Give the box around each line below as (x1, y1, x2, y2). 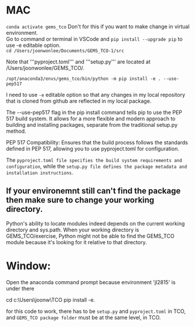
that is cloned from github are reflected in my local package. (6, 97, 152, 104)
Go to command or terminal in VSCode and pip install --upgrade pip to (6, 35, 183, 42)
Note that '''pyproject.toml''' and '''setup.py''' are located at (6, 58, 150, 65)
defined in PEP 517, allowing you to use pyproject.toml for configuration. (6, 145, 180, 152)
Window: (6, 259, 51, 272)
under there (6, 285, 35, 292)
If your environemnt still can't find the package (6, 186, 181, 196)
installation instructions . (6, 168, 74, 176)
